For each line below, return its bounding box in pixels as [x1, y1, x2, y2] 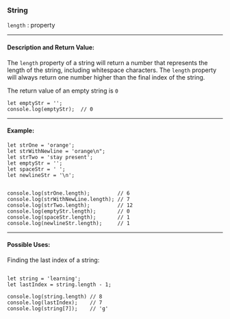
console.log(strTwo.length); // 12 [7, 202, 133, 209]
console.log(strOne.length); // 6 [7, 189, 130, 197]
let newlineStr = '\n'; [7, 172, 75, 178]
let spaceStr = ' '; [7, 165, 66, 173]
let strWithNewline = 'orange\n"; [7, 147, 106, 154]
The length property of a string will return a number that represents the [7, 58, 208, 67]
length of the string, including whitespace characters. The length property [7, 66, 217, 74]
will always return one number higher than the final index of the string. [7, 73, 205, 81]
